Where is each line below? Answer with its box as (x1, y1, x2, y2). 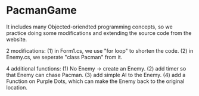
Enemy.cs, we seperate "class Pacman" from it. (6, 53, 123, 60)
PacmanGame (6, 4, 77, 17)
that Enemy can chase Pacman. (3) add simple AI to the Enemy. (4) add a (6, 71, 186, 78)
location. (6, 84, 28, 91)
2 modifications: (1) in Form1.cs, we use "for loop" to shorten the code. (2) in (6, 47, 194, 54)
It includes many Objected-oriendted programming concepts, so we (6, 23, 173, 30)
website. (6, 36, 27, 43)
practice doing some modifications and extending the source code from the (6, 29, 192, 36)
